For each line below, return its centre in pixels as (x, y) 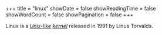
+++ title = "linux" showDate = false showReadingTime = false (81, 8)
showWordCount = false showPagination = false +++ (70, 15)
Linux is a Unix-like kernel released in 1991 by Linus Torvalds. (79, 26)
